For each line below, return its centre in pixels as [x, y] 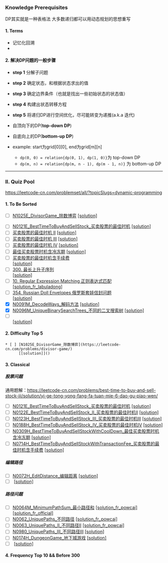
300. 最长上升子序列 [33, 269]
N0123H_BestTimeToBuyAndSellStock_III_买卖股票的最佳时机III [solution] [87, 418]
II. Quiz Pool [20, 182]
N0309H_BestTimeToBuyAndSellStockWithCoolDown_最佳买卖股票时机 [86, 431]
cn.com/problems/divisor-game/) [39, 349]
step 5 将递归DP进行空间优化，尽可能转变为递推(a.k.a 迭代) [73, 115]
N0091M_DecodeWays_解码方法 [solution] [56, 304]
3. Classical [17, 364]
